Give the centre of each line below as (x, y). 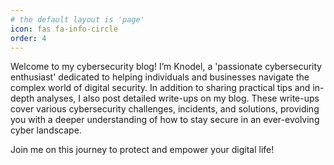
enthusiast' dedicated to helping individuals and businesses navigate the (160, 77)
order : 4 (28, 38)
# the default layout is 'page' (77, 19)
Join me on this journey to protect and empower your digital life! (142, 150)
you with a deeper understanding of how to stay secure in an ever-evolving (165, 120)
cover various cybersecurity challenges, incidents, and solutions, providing (165, 109)
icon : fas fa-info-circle (64, 29)
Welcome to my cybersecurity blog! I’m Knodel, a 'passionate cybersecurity (166, 67)
